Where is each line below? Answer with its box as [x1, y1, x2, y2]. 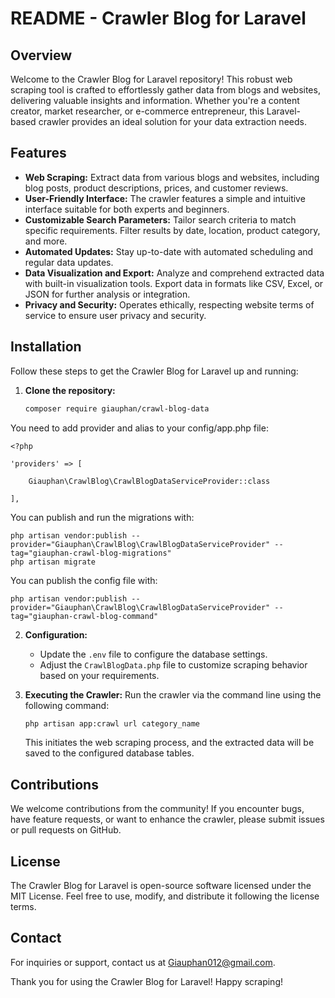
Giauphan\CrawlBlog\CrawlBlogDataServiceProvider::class [28, 476, 271, 486]
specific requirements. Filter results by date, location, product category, [24, 224, 321, 236]
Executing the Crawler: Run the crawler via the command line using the [24, 688, 322, 701]
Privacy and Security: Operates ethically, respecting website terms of [24, 298, 315, 311]
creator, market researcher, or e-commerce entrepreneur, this [10, 105, 265, 117]
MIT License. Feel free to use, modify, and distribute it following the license [10, 890, 320, 902]
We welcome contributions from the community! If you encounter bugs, [10, 803, 305, 815]
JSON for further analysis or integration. [24, 288, 191, 300]
